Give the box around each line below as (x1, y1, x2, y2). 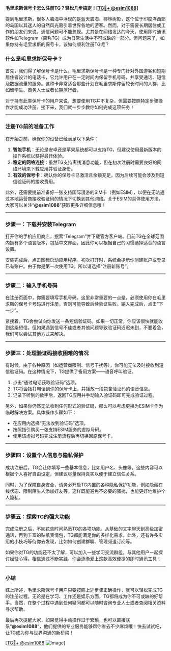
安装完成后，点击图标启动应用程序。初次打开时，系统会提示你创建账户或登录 (5, 257, 166, 263)
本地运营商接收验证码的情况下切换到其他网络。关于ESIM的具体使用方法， (9, 195, 163, 202)
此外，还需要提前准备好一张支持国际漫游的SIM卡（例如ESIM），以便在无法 (5, 189, 160, 195)
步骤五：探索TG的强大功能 (5, 513, 70, 520)
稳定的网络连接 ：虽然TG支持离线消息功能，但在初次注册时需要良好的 (12, 159, 157, 165)
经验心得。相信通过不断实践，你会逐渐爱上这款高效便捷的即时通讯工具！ (9, 556, 161, 562)
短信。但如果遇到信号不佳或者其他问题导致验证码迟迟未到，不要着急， (18, 324, 166, 331)
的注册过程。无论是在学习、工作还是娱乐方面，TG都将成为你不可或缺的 (5, 593, 154, 599)
